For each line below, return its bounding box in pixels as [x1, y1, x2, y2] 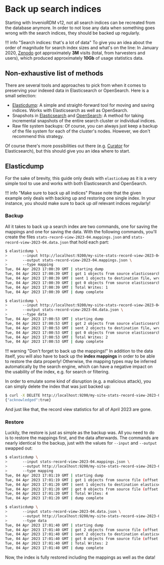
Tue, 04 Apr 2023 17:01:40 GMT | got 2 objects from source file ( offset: [5, 527, 161, 532]
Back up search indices [5, 3, 102, 15]
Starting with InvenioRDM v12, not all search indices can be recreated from [5, 20, 155, 25]
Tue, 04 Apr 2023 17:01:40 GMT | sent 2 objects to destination [5, 532, 139, 537]
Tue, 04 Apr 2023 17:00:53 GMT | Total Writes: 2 [5, 335, 108, 339]
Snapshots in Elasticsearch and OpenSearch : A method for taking [12, 113, 144, 118]
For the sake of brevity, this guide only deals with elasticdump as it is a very [5, 175, 157, 181]
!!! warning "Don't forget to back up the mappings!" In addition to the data [5, 348, 153, 354]
